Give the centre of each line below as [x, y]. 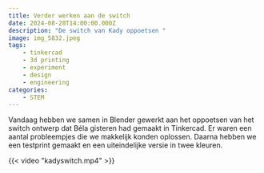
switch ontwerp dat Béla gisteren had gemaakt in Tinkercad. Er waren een [130, 128]
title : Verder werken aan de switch [69, 16]
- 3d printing [46, 61]
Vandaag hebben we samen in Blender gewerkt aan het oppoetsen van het [131, 120]
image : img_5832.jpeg [44, 38]
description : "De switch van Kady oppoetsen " [87, 30]
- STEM [34, 97]
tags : [17, 45]
